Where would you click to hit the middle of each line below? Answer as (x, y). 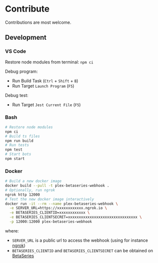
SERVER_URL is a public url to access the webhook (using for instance (80, 240)
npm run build (19, 141)
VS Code (16, 51)
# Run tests (17, 145)
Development (26, 38)
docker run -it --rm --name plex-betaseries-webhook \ (62, 204)
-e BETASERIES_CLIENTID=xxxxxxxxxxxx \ (50, 213)
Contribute (27, 9)
